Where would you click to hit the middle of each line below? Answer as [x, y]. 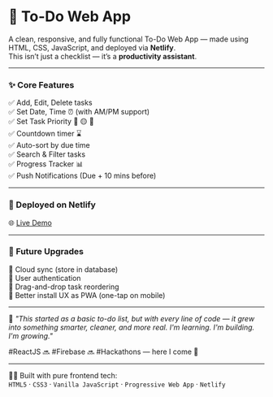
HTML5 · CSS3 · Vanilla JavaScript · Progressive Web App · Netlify [117, 384]
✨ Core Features [41, 84]
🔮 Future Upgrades [46, 252]
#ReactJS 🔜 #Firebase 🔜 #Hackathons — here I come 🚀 [104, 352]
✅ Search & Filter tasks [47, 154]
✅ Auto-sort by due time [50, 145]
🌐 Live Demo [30, 222]
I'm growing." [31, 335]
